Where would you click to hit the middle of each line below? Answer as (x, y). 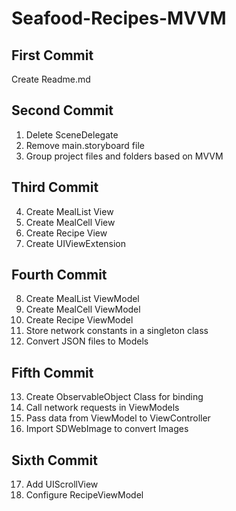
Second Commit (62, 110)
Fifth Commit (52, 372)
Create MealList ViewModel (82, 299)
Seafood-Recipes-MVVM (119, 18)
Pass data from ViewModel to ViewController (118, 418)
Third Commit (55, 187)
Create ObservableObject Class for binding (114, 397)
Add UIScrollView (62, 484)
